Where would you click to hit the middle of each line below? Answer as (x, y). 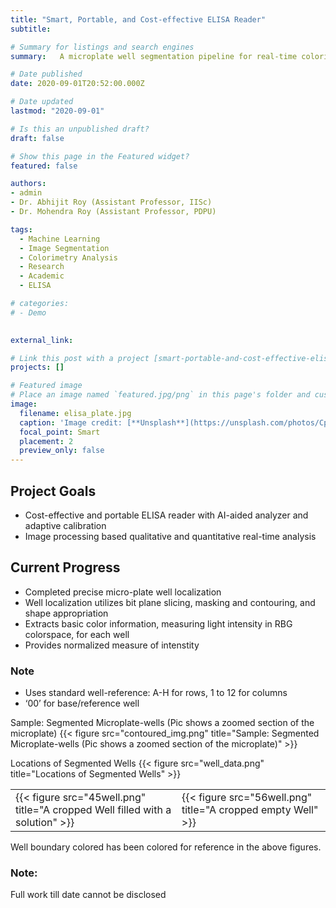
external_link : (42, 340)
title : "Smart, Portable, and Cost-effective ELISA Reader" (138, 19)
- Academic (42, 276)
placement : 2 (46, 441)
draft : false (37, 138)
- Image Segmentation (64, 248)
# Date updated (42, 102)
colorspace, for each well (77, 634)
